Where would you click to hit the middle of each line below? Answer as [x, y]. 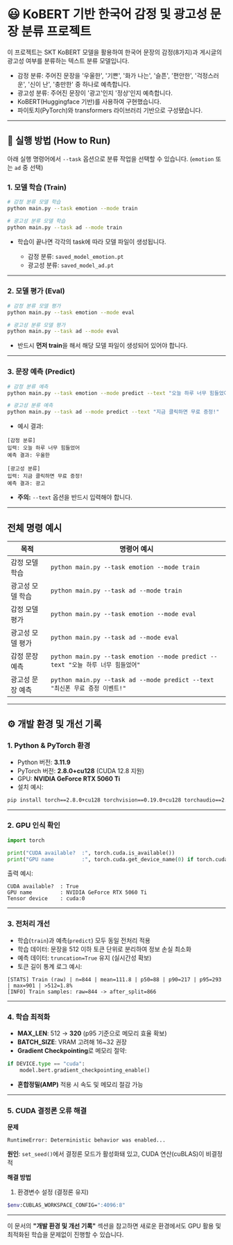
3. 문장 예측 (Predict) [41, 372]
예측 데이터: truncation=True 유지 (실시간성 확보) [84, 958]
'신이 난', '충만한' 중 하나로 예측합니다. [79, 84]
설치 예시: [30, 787]
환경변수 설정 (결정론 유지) [53, 1192]
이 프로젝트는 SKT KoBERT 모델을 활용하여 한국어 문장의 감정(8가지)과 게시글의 [115, 52]
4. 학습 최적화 [29, 1017]
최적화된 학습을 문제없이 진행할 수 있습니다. [66, 1234]
